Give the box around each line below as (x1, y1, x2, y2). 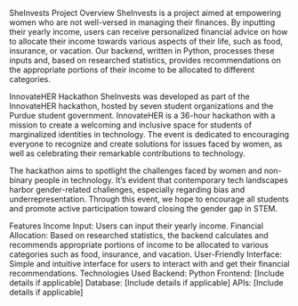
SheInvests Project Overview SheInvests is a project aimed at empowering (9, 8, 282, 18)
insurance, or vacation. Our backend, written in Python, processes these (9, 45, 275, 56)
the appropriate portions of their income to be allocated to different (9, 64, 255, 75)
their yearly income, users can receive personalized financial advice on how (9, 27, 288, 37)
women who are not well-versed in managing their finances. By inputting (9, 17, 276, 28)
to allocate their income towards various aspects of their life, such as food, (9, 36, 283, 46)
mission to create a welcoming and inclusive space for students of (9, 120, 252, 130)
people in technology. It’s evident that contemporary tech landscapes (34, 175, 289, 186)
